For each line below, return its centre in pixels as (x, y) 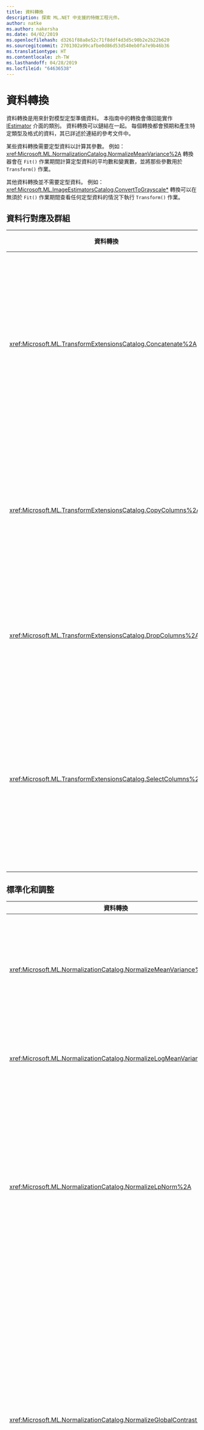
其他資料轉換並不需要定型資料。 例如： (55, 182)
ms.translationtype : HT (36, 52)
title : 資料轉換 (25, 12)
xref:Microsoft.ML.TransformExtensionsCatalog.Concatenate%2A (103, 344)
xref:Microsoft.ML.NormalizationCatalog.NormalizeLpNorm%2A (100, 1186)
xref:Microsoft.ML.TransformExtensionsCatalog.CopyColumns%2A (105, 510)
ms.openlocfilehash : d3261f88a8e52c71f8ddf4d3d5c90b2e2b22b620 (88, 40)
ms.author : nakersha (32, 29)
